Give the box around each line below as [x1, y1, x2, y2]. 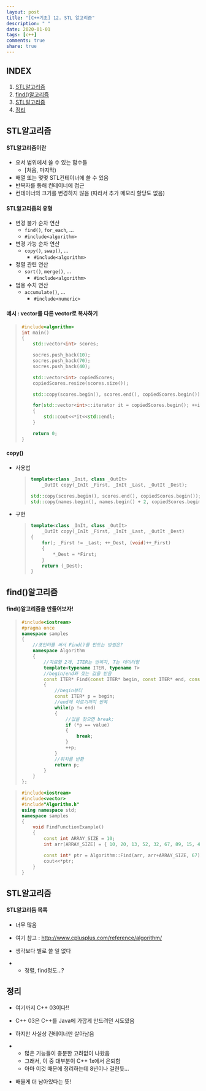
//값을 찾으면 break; [65, 716, 115, 722]
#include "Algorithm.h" [21, 801, 80, 808]
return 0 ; [32, 430, 58, 436]
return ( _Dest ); [42, 563, 83, 569]
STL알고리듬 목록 [6, 906, 48, 914]
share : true [6, 44, 37, 50]
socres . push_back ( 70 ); [32, 358, 91, 364]
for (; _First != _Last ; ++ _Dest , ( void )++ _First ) [42, 540, 171, 546]
